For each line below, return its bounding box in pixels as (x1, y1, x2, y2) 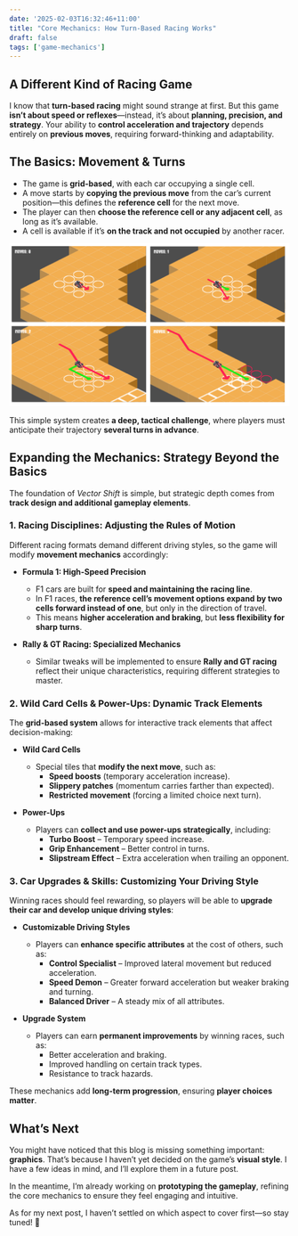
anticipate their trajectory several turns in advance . (9, 424, 199, 435)
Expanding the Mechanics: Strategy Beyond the (9, 450, 280, 465)
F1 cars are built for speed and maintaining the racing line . (35, 584, 253, 594)
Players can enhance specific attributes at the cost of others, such (35, 939, 284, 950)
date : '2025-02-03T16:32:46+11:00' (9, 14, 141, 23)
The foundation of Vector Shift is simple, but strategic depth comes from (9, 487, 275, 498)
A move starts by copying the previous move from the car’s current (21, 187, 271, 198)
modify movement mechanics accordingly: (9, 549, 169, 560)
